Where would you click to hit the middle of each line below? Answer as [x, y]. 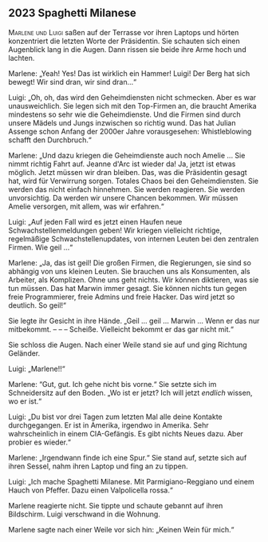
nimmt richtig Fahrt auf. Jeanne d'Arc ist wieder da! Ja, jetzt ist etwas [122, 164]
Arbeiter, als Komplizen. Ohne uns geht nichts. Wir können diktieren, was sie [134, 280]
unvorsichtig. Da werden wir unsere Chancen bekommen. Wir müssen [123, 197]
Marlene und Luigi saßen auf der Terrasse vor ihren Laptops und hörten [124, 32]
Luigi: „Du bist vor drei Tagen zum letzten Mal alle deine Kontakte [116, 416]
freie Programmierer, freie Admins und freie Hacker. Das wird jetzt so [122, 297]
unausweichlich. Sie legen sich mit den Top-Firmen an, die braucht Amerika [132, 106]
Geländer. [24, 353]
